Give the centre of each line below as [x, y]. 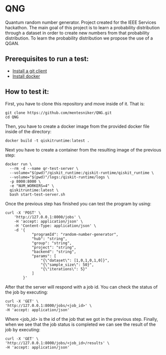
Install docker [26, 76]
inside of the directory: [28, 131]
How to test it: [27, 92]
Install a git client [29, 71]
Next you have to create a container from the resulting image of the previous [83, 150]
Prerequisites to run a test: [47, 59]
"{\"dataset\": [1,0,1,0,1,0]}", [75, 260]
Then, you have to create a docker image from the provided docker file [77, 126]
